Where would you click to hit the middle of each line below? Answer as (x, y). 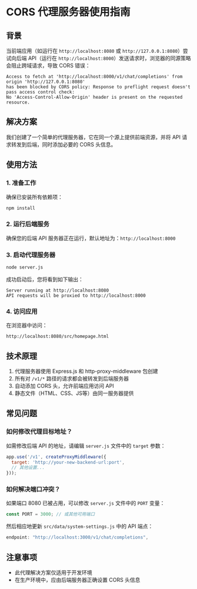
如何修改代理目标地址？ (39, 431)
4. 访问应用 (22, 311)
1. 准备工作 (21, 183)
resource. (18, 102)
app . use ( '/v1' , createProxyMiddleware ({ (56, 457)
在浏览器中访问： (27, 325)
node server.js (25, 267)
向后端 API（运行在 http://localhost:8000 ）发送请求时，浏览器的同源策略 (101, 58)
